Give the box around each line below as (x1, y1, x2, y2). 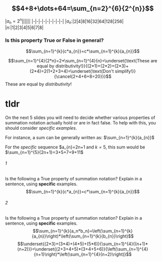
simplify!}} (115, 68, 136, 74)
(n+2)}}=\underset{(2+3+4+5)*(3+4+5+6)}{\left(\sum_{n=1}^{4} (17, 246, 149, 252)
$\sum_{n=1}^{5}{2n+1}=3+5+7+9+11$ (5, 149, 84, 155)
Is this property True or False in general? (5, 37, 104, 44)
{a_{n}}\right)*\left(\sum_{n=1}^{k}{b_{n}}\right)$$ (32, 233, 134, 239)
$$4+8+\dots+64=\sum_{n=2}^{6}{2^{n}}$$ (11, 4, 154, 13)
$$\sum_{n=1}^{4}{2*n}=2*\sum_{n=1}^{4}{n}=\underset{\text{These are (8, 58, 158, 63)
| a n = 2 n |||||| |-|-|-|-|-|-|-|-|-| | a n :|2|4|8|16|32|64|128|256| (5, 17, 124, 26)
